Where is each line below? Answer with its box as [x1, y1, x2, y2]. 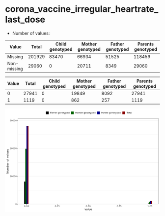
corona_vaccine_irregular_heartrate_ [5, 3, 159, 15]
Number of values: [12, 30, 50, 36]
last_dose [5, 14, 46, 25]
